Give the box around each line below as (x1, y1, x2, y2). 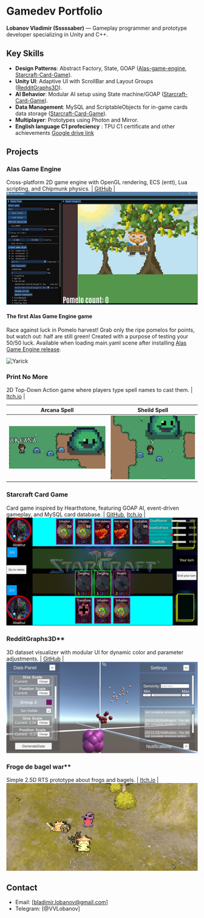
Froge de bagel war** (6, 762, 72, 771)
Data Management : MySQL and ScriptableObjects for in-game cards (15, 103, 188, 111)
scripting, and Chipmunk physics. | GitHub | (6, 185, 115, 193)
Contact (6, 882, 38, 892)
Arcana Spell (40, 406, 74, 414)
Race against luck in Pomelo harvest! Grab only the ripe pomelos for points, (6, 326, 195, 334)
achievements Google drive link (15, 129, 94, 136)
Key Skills (6, 49, 44, 59)
